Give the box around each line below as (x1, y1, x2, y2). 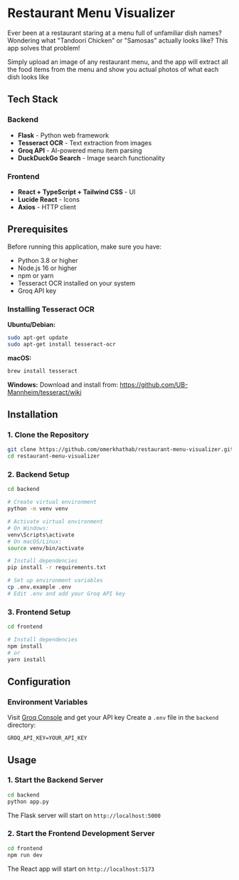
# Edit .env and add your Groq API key (7, 590, 126, 597)
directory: (7, 721, 36, 730)
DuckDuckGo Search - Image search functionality (17, 153, 166, 162)
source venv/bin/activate (7, 544, 84, 552)
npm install (7, 643, 43, 650)
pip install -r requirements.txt (7, 564, 107, 571)
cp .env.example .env (7, 584, 72, 591)
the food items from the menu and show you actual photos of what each (7, 65, 219, 73)
